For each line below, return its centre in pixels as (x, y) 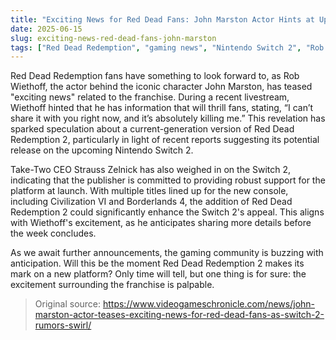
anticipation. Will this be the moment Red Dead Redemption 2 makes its (157, 263)
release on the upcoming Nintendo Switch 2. (102, 150)
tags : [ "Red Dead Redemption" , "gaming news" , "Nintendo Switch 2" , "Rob (167, 47)
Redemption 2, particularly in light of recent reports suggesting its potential (165, 140)
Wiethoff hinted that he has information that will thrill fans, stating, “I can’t (162, 108)
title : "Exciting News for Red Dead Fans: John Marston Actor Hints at (162, 19)
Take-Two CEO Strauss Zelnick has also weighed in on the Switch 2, (151, 170)
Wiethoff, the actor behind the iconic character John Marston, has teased (161, 87)
